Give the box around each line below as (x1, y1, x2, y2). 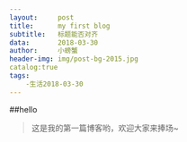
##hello (9, 104, 38, 114)
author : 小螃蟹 (9, 46, 78, 55)
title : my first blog (9, 21, 111, 30)
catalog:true (9, 63, 58, 72)
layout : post (9, 13, 75, 22)
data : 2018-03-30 (9, 38, 99, 47)
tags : (9, 71, 30, 80)
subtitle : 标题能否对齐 (9, 29, 99, 38)
